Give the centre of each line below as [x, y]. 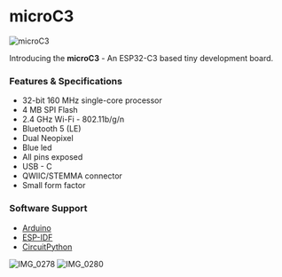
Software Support [48, 209]
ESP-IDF [37, 237]
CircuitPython [47, 247]
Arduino [36, 227]
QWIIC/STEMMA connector [72, 176]
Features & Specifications [66, 81]
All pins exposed [52, 157]
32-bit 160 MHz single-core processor [92, 100]
